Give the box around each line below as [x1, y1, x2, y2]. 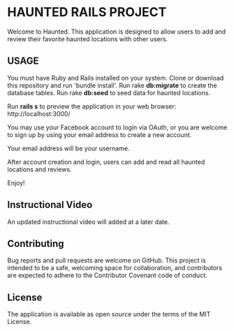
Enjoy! [7, 178, 26, 187]
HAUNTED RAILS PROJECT [7, 4, 167, 20]
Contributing [7, 237, 64, 249]
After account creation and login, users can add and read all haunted [7, 157, 205, 166]
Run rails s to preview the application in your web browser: [7, 102, 177, 111]
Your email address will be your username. [7, 144, 130, 153]
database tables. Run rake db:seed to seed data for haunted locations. [7, 88, 211, 97]
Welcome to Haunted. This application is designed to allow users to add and [7, 27, 226, 36]
